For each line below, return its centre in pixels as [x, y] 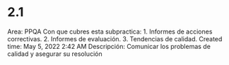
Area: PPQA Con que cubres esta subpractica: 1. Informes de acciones [110, 31]
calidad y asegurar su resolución [55, 54]
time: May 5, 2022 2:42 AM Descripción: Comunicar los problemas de [109, 46]
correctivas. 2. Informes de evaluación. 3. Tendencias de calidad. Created [115, 38]
